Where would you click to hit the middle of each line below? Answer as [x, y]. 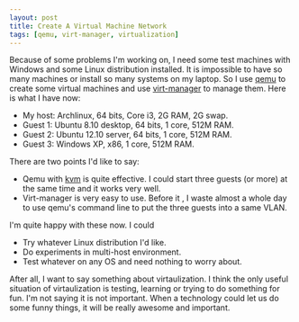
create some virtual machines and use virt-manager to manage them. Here [148, 89]
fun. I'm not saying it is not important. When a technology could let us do [144, 299]
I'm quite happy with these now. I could [82, 225]
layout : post [34, 18]
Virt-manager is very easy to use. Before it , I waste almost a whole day [154, 198]
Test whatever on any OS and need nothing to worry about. [132, 262]
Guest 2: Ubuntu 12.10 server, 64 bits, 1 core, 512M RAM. [127, 135]
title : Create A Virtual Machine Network [88, 26]
